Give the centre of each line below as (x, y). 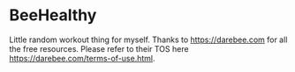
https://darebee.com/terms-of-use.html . (83, 58)
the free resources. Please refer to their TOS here (99, 48)
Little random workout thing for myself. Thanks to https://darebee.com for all (148, 40)
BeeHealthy (53, 15)
